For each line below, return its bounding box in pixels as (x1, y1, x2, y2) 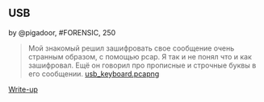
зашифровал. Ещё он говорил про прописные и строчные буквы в (27, 60, 257, 70)
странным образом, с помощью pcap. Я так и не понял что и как (27, 51, 253, 61)
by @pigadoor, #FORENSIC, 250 (8, 27, 116, 37)
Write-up (8, 84, 39, 94)
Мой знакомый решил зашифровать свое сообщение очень (27, 43, 235, 53)
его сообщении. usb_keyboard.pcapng (27, 68, 160, 79)
